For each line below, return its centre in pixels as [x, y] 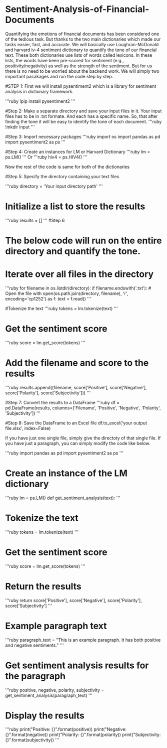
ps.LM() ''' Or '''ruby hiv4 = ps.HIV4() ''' [46, 157]
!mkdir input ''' [20, 127]
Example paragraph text [56, 626]
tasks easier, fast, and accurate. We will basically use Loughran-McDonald [82, 44]
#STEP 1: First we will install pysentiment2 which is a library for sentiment [81, 86]
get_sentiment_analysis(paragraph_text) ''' [49, 695]
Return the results [43, 586]
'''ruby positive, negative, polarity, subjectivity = [55, 690]
